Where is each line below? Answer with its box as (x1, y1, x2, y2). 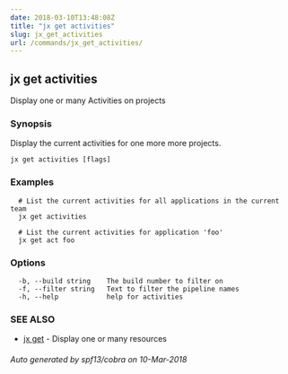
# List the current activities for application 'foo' (18, 228, 223, 237)
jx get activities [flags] (10, 155, 111, 164)
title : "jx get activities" (10, 22, 116, 30)
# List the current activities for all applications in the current (18, 196, 280, 205)
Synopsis (10, 117, 52, 130)
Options (10, 257, 46, 269)
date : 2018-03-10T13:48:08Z (10, 13, 116, 22)
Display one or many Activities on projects (10, 95, 167, 106)
